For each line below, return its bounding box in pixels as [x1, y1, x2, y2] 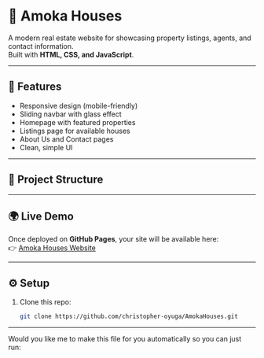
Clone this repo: [19, 297, 71, 307]
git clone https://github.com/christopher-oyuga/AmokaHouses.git [19, 312, 238, 321]
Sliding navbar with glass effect [19, 109, 122, 119]
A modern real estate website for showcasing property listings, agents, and [8, 33, 251, 42]
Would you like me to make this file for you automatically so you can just [8, 334, 242, 344]
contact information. [8, 41, 74, 50]
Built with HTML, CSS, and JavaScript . [8, 50, 134, 59]
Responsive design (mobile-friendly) [19, 101, 138, 110]
